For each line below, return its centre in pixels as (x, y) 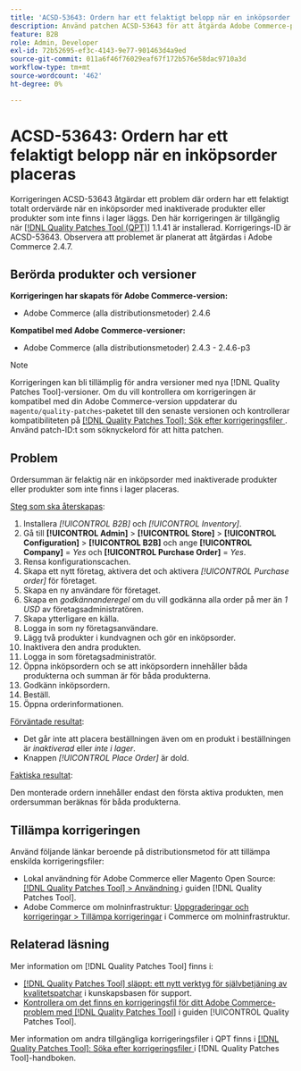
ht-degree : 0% (37, 84)
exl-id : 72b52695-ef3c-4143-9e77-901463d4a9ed (98, 51)
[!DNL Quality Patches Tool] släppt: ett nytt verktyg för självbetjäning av (155, 983)
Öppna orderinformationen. (73, 704)
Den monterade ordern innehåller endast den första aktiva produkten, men (147, 793)
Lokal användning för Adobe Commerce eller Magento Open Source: (149, 878)
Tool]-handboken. (43, 1058)
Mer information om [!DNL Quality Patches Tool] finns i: (112, 966)
